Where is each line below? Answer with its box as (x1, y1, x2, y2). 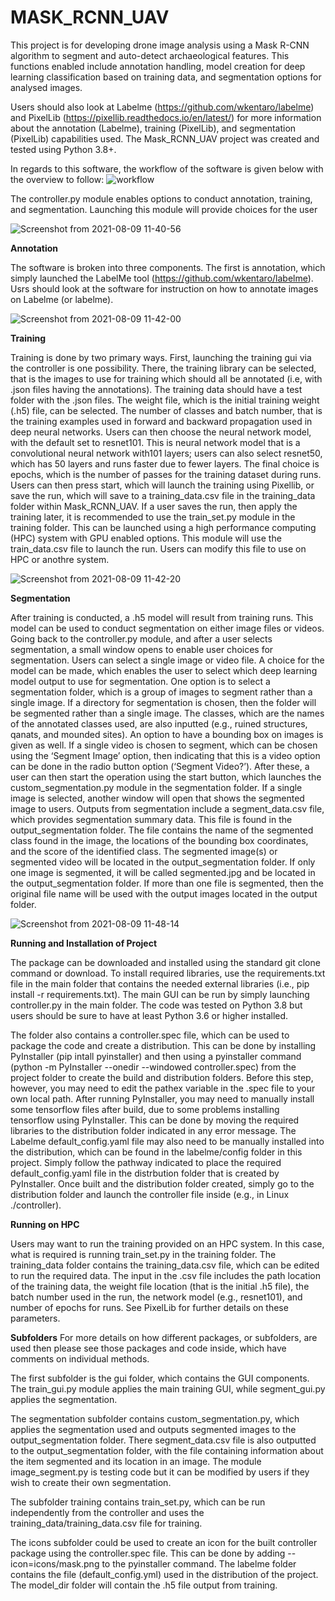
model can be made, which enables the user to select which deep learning (10, 664, 318, 676)
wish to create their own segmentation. (10, 1476, 172, 1488)
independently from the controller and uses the (10, 1506, 205, 1518)
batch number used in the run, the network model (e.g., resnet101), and (10, 1291, 303, 1303)
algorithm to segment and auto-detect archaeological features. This (10, 49, 290, 61)
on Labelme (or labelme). (10, 293, 114, 305)
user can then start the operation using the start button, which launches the (10, 771, 322, 783)
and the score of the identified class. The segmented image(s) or (10, 845, 278, 857)
